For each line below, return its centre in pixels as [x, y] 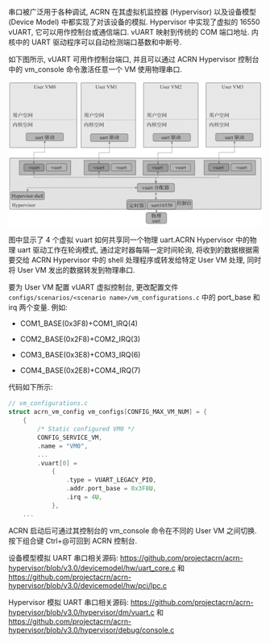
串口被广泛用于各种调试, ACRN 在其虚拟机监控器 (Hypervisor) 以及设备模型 [132, 12]
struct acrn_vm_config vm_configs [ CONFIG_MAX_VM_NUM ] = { [108, 412]
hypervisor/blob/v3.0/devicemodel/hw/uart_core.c [92, 568]
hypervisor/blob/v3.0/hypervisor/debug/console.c [91, 630]
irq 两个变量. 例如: [38, 307]
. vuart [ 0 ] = [58, 463]
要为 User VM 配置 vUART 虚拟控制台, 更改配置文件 [93, 287]
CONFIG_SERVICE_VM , [70, 437]
